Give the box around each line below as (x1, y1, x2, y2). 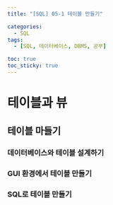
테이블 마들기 (7, 125, 61, 137)
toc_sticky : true (7, 62, 59, 69)
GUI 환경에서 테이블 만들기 (7, 169, 92, 179)
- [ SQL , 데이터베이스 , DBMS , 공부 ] (13, 43, 107, 50)
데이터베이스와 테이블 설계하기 (7, 148, 105, 158)
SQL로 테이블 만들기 (7, 189, 72, 199)
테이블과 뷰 (7, 95, 68, 111)
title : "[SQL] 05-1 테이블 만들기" (7, 10, 103, 18)
